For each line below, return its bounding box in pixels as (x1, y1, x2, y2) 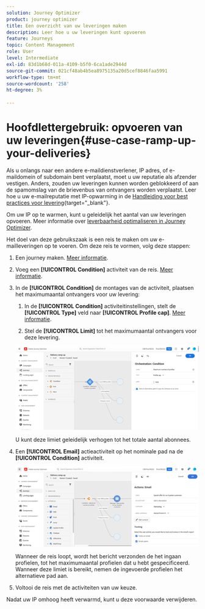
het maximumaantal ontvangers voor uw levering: (15, 290, 140, 298)
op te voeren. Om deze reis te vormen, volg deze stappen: (44, 242, 191, 250)
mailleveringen (6, 242, 44, 250)
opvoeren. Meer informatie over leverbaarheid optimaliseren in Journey (6, 217, 186, 225)
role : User (6, 49, 34, 55)
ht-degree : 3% (6, 87, 43, 93)
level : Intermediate (6, 55, 59, 61)
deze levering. (24, 333, 60, 341)
